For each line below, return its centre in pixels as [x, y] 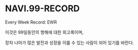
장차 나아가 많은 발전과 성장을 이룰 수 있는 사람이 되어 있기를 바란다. [69, 43]
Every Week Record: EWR [31, 22]
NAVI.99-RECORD [42, 9]
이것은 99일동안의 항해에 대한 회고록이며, [45, 32]
